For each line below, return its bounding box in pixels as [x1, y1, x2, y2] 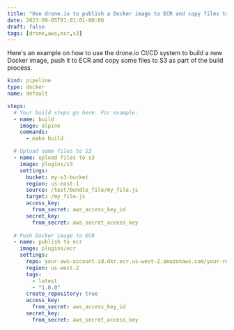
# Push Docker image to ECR [13, 232, 95, 239]
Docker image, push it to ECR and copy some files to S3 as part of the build [7, 57, 224, 65]
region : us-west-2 [25, 264, 79, 271]
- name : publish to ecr [13, 239, 82, 246]
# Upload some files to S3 [13, 148, 92, 155]
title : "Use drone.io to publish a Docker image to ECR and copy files [7, 10, 219, 17]
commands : [19, 128, 49, 136]
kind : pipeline [7, 77, 52, 84]
